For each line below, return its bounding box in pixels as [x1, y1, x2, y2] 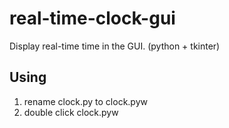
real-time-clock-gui [9, 7, 176, 30]
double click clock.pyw [23, 106, 119, 118]
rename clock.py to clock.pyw [23, 95, 148, 107]
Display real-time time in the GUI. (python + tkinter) [9, 40, 221, 52]
